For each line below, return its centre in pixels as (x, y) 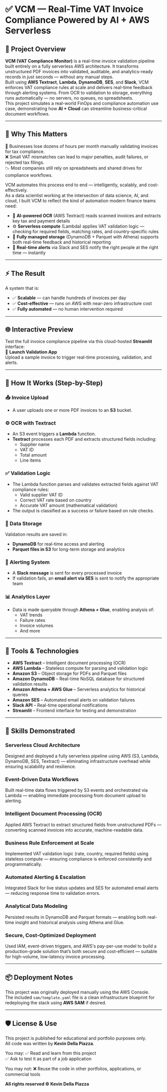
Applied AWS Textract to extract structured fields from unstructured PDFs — (83, 825)
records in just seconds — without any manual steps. (59, 77)
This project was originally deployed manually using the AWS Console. (77, 992)
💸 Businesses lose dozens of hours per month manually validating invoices (82, 146)
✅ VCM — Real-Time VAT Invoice (74, 9)
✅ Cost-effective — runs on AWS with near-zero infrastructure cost (82, 303)
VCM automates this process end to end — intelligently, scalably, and (76, 185)
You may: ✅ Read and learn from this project (51, 1053)
